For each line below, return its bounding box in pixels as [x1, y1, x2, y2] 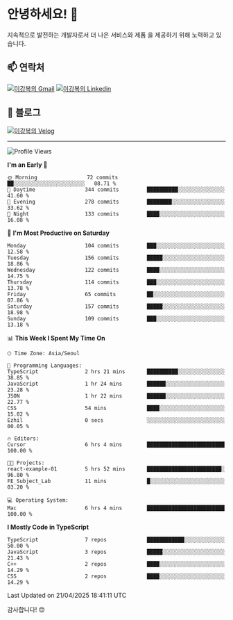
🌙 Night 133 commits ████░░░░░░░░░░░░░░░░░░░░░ [7, 210, 225, 218]
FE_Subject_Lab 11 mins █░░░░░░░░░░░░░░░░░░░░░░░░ [7, 478, 225, 484]
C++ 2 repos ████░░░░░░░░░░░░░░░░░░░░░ [7, 560, 225, 567]
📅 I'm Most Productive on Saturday [7, 229, 110, 237]
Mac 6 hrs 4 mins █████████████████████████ [7, 505, 225, 512]
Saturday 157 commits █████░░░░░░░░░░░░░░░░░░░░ [7, 303, 225, 310]
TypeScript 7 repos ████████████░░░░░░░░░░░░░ [7, 536, 225, 543]
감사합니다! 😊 [7, 605, 45, 614]
